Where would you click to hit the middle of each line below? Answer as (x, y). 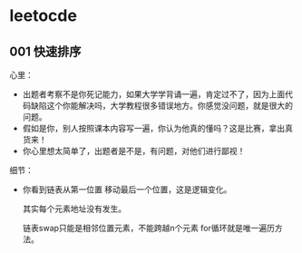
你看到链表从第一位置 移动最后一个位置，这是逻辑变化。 (127, 190)
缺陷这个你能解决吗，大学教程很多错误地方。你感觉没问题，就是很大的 (161, 106)
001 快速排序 (45, 51)
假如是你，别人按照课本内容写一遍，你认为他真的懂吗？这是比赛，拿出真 (157, 128)
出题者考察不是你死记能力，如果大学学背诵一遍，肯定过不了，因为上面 (154, 94)
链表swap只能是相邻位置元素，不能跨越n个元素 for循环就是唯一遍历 (148, 228)
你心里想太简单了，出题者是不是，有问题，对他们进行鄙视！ (134, 151)
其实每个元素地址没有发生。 (74, 209)
